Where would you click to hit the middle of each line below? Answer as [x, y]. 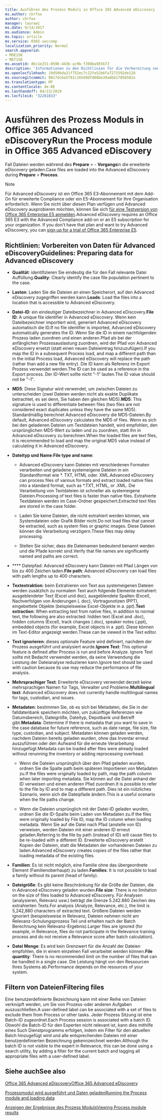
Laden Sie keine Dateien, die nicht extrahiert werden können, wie [84, 516]
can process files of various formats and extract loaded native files [86, 480]
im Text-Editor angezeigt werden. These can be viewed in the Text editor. [85, 632]
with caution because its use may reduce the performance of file [77, 667]
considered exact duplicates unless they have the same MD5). [74, 410]
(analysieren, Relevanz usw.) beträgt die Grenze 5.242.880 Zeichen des [84, 900]
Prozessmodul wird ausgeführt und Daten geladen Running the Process [76, 1093]
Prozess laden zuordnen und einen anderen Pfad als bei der [72, 338]
